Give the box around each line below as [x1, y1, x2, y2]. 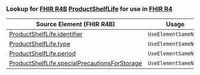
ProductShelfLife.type [9, 40, 70, 48]
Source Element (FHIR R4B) [36, 20, 115, 29]
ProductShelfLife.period [9, 49, 76, 58]
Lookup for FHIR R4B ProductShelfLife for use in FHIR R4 [6, 5, 173, 13]
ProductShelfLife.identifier [9, 30, 83, 39]
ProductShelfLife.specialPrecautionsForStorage [9, 59, 142, 67]
